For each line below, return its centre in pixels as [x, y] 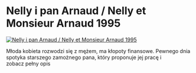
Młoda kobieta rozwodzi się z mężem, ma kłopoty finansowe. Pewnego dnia [98, 51]
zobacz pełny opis [28, 64]
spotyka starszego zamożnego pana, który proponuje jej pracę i [84, 57]
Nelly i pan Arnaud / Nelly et [76, 11]
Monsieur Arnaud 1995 [63, 23]
